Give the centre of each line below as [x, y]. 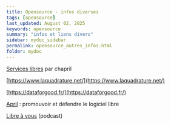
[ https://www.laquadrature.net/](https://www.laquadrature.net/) [85, 80]
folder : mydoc [24, 52]
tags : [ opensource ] [31, 18]
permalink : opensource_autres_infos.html [59, 46]
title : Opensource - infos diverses [52, 12]
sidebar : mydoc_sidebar [36, 40]
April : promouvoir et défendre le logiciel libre [63, 104]
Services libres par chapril [39, 69]
